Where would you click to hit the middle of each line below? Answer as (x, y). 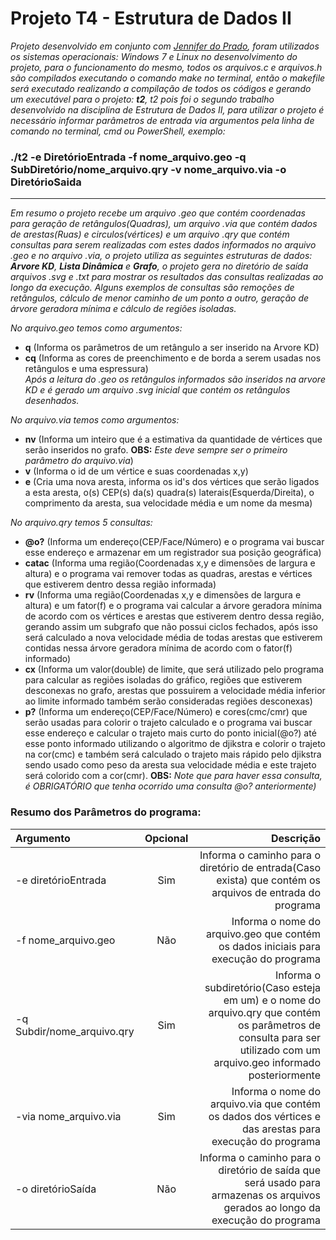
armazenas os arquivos (266, 1195)
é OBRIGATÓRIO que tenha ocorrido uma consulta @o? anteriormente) (170, 786)
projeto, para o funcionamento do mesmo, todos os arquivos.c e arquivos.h (166, 67)
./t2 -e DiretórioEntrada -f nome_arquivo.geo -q (128, 157)
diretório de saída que (269, 1170)
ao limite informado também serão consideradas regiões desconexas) (168, 701)
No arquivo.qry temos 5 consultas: (81, 523)
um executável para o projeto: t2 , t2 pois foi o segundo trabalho (142, 99)
